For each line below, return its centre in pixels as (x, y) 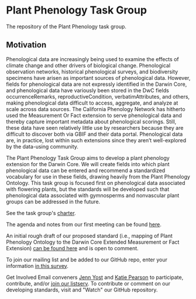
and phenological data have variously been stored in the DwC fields (88, 90)
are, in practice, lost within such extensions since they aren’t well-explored (96, 140)
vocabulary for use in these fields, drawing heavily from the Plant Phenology (98, 176)
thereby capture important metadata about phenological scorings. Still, (91, 122)
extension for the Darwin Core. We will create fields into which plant (88, 164)
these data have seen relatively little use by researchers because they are (95, 127)
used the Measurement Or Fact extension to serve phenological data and (94, 115)
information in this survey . (37, 266)
